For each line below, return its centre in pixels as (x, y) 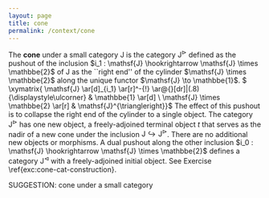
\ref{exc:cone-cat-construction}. (63, 170)
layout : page (30, 16)
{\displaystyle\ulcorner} (47, 98)
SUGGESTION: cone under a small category (81, 185)
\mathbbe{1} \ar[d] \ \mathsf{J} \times (158, 98)
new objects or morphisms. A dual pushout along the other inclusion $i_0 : (131, 143)
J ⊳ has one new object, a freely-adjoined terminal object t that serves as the (135, 123)
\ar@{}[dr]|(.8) (175, 89)
